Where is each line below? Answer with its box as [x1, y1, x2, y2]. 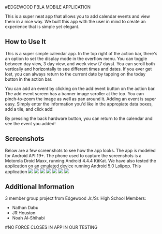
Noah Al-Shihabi [12, 215, 45, 221]
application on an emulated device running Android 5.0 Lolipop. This [5, 163, 141, 169]
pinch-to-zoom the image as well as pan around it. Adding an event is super [5, 96, 156, 102]
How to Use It [5, 38, 46, 46]
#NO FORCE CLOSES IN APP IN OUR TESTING [5, 224, 98, 230]
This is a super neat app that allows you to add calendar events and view [5, 14, 150, 19]
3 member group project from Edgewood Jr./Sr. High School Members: [5, 195, 147, 201]
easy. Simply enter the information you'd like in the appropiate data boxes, [5, 101, 153, 107]
